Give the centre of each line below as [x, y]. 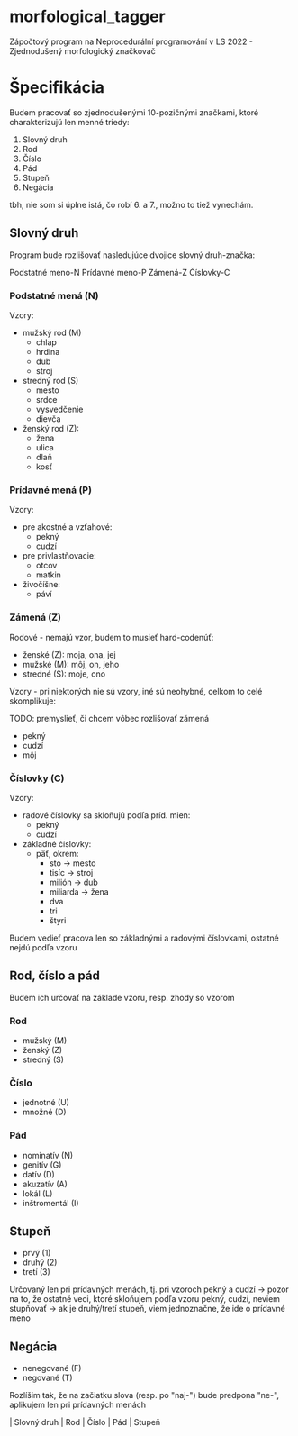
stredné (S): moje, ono [64, 674]
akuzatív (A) [45, 1184]
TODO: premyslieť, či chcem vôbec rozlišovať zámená [109, 718]
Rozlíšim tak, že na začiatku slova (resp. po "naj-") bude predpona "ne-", [144, 1395]
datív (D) [39, 1174]
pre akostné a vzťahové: [67, 527]
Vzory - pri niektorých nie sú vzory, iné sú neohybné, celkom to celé [136, 691]
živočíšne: [41, 585]
